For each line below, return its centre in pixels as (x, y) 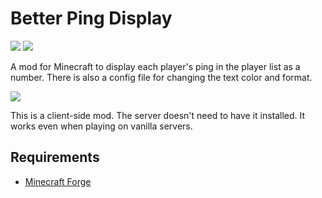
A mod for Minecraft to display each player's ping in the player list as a (155, 66)
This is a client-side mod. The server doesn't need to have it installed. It (158, 115)
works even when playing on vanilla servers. (101, 126)
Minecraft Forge (58, 181)
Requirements (55, 157)
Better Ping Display (91, 18)
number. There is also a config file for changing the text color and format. (161, 77)
